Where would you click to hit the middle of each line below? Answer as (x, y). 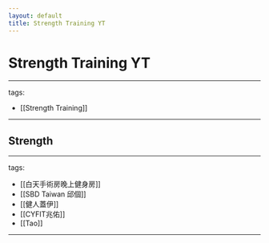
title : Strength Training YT (57, 23)
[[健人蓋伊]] (39, 205)
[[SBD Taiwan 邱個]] (53, 194)
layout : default (35, 16)
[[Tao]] (31, 223)
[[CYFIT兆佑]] (42, 214)
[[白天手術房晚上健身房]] (60, 184)
